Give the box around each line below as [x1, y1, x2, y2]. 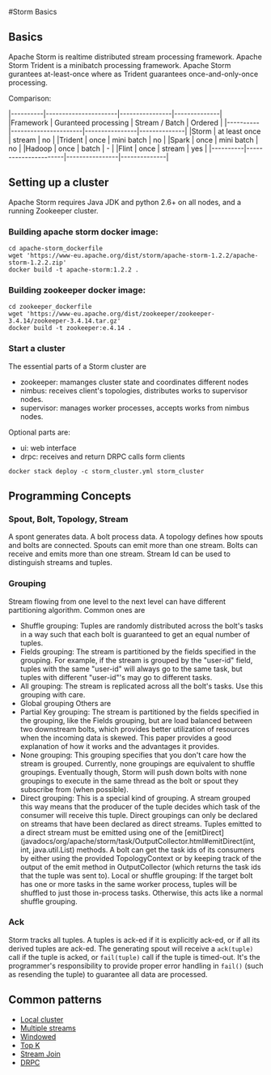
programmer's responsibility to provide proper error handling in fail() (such [8, 961, 265, 970]
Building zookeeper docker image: [8, 284, 146, 295]
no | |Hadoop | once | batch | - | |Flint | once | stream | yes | [8, 143, 208, 153]
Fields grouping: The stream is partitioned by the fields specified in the [19, 646, 256, 656]
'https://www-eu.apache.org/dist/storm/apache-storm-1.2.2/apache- [26, 251, 259, 259]
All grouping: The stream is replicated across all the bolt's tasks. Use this [19, 681, 264, 691]
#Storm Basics [8, 7, 57, 16]
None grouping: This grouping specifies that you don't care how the [19, 750, 247, 760]
